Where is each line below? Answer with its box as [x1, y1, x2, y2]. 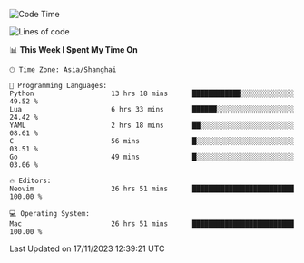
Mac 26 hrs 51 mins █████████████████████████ [9, 219, 295, 229]
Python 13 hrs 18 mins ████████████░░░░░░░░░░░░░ [9, 89, 295, 98]
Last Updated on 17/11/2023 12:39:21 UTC [9, 243, 165, 254]
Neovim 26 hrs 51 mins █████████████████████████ [9, 184, 295, 193]
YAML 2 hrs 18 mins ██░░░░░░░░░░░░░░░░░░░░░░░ [9, 121, 295, 130]
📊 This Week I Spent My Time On [9, 44, 138, 54]
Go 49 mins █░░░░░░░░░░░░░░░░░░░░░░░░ [9, 152, 295, 161]
